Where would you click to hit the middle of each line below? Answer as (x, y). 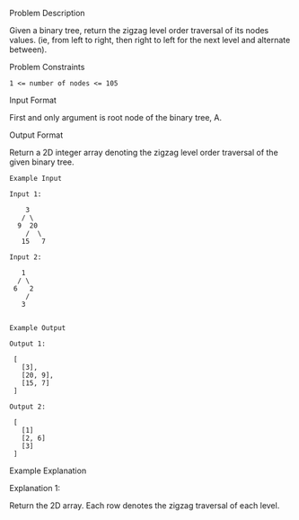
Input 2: (26, 257)
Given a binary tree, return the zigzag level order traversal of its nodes (139, 30)
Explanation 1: (35, 488)
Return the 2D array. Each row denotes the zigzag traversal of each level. (145, 506)
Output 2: (28, 407)
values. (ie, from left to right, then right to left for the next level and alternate (150, 40)
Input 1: (26, 194)
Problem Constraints (47, 67)
